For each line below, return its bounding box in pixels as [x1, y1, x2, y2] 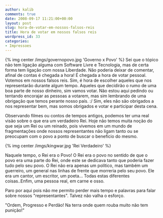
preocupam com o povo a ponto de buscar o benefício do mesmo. [5, 133, 138, 139]
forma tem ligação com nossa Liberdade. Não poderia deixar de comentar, [5, 67, 154, 73]
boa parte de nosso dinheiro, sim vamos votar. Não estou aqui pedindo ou [5, 88, 153, 93]
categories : [5, 39, 29, 44]
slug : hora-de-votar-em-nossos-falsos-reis [5, 25, 95, 30]
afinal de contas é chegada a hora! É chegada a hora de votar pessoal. [5, 72, 147, 78]
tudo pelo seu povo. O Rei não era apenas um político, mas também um [5, 163, 148, 168]
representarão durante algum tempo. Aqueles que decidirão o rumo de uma [5, 82, 157, 88]
